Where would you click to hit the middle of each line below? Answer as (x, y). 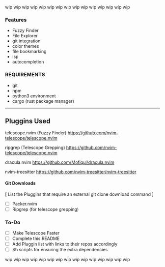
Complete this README (36, 238)
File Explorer (25, 36)
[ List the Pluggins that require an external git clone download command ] (79, 194)
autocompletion (28, 62)
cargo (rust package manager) (43, 101)
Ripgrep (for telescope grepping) (45, 209)
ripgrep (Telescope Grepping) (35, 148)
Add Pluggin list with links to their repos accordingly (65, 244)
